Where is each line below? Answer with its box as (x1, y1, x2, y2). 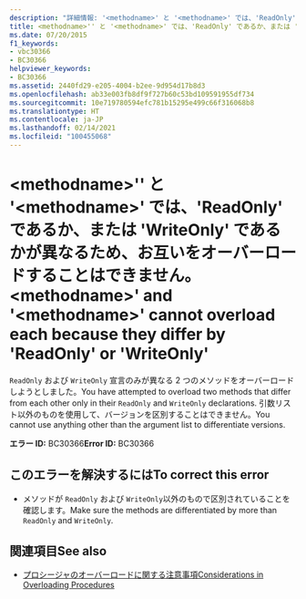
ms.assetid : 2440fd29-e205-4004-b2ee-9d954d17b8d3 (9, 81, 206, 90)
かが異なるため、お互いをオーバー (9, 243, 265, 263)
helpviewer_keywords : (9, 65, 92, 74)
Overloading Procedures (22, 580, 116, 591)
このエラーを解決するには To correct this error (9, 467, 270, 483)
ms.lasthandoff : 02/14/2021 (9, 124, 117, 133)
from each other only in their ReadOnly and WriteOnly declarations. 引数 (9, 398, 276, 408)
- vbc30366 (9, 47, 51, 57)
